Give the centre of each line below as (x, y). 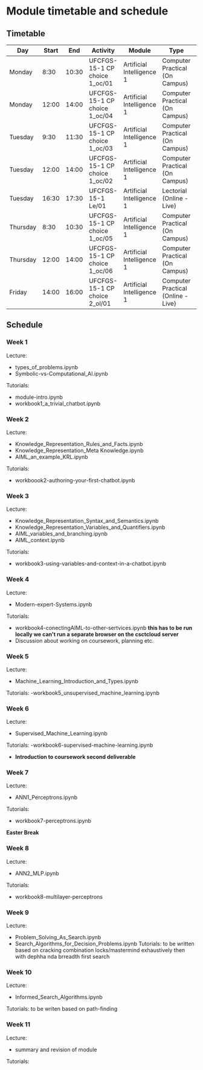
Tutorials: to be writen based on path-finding (62, 1009)
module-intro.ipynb (39, 397)
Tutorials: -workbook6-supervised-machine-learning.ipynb (80, 745)
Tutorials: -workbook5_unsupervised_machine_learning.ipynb (83, 693)
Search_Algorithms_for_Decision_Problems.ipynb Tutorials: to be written (105, 944)
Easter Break (23, 833)
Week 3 (18, 496)
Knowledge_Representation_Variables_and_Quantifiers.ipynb (90, 527)
